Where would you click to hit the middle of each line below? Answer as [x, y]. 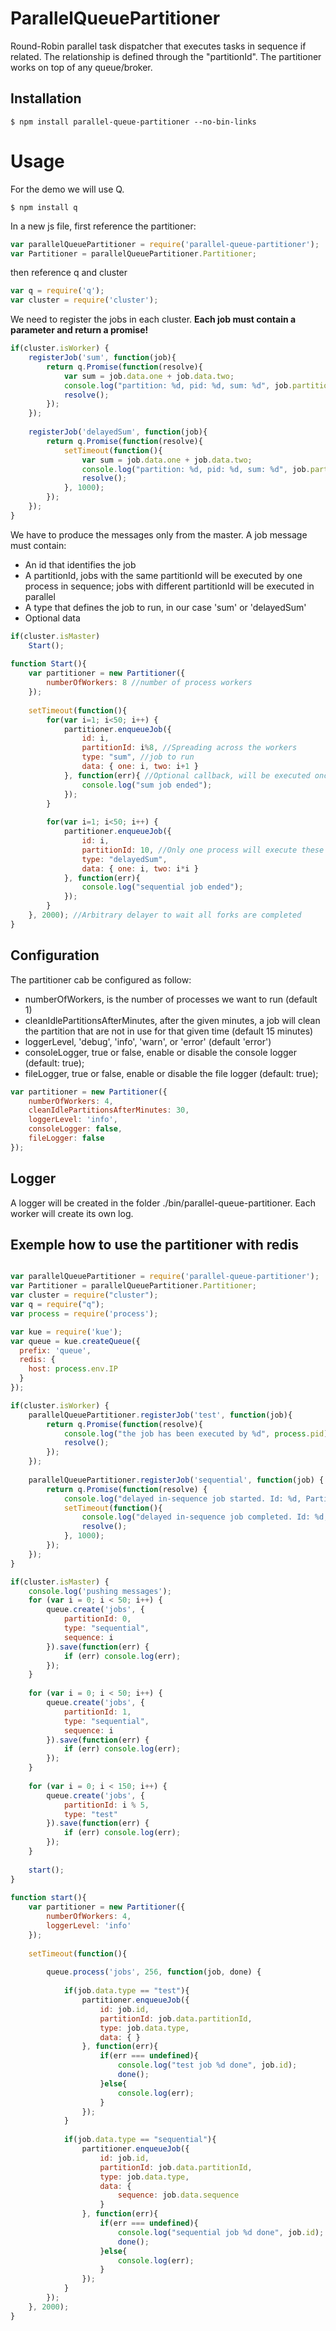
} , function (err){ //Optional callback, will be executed [187, 775]
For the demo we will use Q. [67, 189]
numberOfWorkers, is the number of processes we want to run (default [171, 999]
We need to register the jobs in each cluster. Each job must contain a [153, 319]
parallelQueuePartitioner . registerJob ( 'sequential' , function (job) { [176, 1480]
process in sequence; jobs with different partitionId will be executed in [169, 586]
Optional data [52, 618]
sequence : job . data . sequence [178, 2195]
